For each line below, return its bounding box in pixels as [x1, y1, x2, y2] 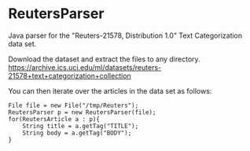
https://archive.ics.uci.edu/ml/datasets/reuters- [8, 62, 162, 72]
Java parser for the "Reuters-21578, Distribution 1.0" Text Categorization [8, 31, 243, 40]
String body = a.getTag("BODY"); [22, 129, 132, 137]
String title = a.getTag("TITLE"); [22, 122, 139, 130]
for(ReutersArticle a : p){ [8, 115, 101, 123]
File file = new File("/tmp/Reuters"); [8, 101, 139, 109]
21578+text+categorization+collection [8, 71, 131, 80]
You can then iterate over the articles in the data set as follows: [8, 86, 212, 95]
